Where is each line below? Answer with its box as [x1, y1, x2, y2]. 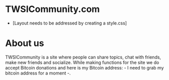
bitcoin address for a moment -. [5, 70, 71, 76]
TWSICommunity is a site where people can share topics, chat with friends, [5, 54, 161, 60]
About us [5, 37, 44, 49]
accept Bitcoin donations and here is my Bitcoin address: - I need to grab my [5, 64, 164, 70]
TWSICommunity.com [5, 3, 100, 15]
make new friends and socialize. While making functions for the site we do [5, 59, 159, 65]
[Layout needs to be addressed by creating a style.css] [12, 20, 127, 26]
